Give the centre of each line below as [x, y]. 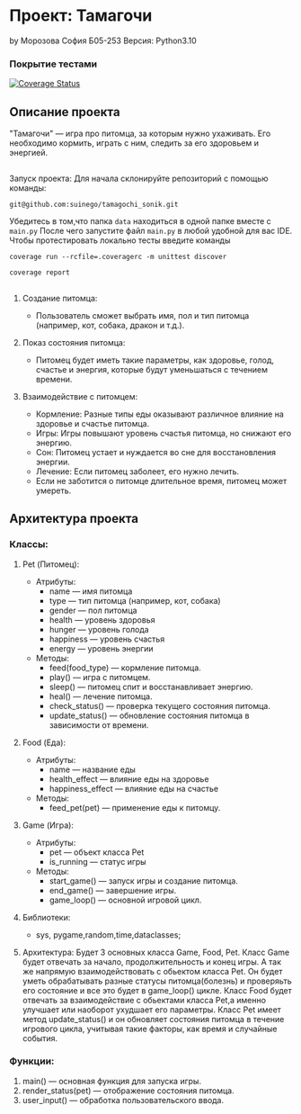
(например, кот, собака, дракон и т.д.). [110, 325]
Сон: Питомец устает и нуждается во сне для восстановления [156, 452]
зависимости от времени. [99, 724]
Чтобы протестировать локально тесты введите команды [120, 240]
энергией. [29, 153]
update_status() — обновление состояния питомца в [149, 715]
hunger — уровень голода [99, 629]
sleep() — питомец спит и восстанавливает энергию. [151, 687]
